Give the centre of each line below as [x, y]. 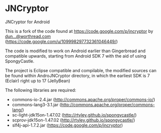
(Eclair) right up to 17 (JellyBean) [38, 81]
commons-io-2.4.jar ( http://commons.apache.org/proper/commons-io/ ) [83, 99]
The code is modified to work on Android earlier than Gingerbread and [75, 51]
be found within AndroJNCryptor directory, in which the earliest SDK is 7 [78, 75]
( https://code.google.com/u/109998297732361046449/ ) [61, 41]
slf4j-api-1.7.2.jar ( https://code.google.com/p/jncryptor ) [67, 125]
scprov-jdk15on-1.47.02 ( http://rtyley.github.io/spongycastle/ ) [73, 120]
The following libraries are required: [41, 90]
